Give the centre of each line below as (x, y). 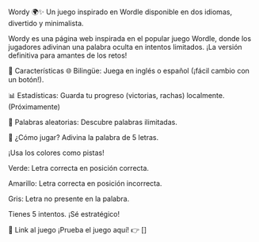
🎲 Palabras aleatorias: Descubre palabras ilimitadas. (93, 122)
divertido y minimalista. (46, 23)
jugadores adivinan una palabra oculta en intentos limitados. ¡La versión (126, 47)
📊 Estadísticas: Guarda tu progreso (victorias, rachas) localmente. (116, 95)
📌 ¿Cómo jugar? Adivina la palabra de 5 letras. (84, 137)
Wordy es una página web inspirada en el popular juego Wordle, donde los (130, 38)
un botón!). (26, 79)
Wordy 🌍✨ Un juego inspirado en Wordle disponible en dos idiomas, (120, 12)
